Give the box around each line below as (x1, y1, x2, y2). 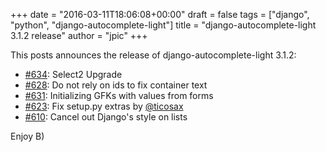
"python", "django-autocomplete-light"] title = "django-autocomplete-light (10, 19, 317, 31)
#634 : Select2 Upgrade (24, 69, 123, 80)
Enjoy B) (10, 130, 45, 142)
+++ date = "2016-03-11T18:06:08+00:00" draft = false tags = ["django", (10, 9, 310, 20)
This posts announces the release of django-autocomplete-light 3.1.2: (10, 49, 297, 61)
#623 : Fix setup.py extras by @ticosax (24, 100, 184, 112)
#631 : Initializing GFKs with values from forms (24, 90, 214, 101)
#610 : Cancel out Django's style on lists (24, 111, 188, 123)
